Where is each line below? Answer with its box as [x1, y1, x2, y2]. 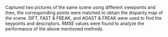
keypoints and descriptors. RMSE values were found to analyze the [5, 20, 145, 26]
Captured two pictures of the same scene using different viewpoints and [5, 5, 156, 10]
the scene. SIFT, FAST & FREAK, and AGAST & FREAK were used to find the [5, 15, 162, 21]
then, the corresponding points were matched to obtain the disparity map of [5, 10, 163, 16]
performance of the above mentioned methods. [5, 26, 104, 32]
